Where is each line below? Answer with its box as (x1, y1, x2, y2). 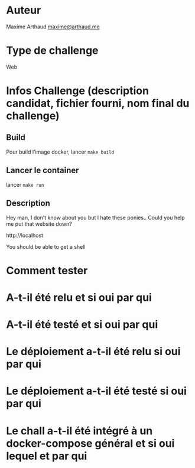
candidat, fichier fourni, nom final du (6, 97, 190, 110)
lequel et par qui (6, 449, 87, 463)
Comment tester (6, 264, 88, 277)
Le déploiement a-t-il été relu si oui (6, 345, 181, 358)
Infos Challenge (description (6, 84, 149, 97)
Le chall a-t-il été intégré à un (6, 424, 153, 437)
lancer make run (6, 181, 44, 188)
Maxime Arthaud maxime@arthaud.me (6, 23, 100, 30)
